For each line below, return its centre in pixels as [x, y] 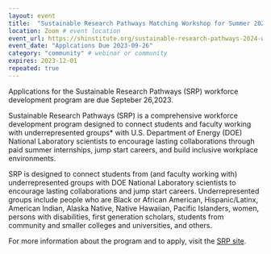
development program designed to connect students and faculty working [130, 124]
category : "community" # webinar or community [88, 53]
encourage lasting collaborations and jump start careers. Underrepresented [134, 191]
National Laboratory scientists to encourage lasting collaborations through [132, 141]
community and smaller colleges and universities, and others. [110, 225]
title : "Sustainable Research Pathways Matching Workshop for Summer [129, 23]
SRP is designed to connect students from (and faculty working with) [123, 173]
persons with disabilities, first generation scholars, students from [116, 217]
